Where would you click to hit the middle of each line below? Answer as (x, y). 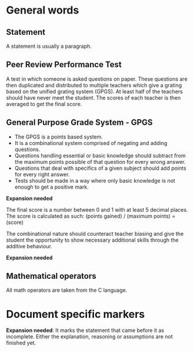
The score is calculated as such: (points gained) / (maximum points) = (91, 216)
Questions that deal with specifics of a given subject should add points (100, 168)
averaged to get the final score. (44, 104)
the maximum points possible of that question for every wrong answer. (100, 162)
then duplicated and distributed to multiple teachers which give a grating (94, 85)
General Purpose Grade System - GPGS (79, 122)
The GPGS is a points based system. (59, 137)
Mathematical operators (51, 276)
